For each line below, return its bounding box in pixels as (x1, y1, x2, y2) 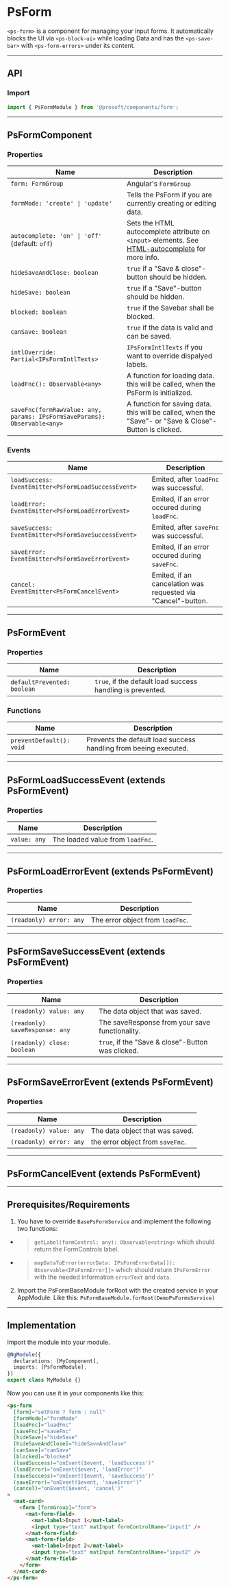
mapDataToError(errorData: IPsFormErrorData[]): (34, 1259, 176, 1267)
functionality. (99, 1026, 141, 1036)
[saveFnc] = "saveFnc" (13, 1428, 72, 1434)
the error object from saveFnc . (90, 1137, 186, 1147)
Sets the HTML (126, 219, 175, 228)
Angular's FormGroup (126, 179, 192, 188)
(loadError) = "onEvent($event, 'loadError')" (13, 1466, 142, 1473)
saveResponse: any (10, 1026, 71, 1034)
